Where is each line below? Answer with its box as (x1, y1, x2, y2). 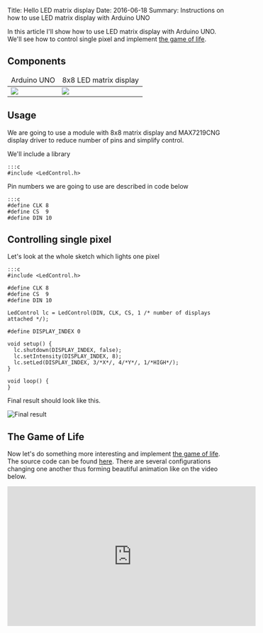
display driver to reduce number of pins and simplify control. (7, 136, 184, 144)
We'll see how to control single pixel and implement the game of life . (7, 35, 207, 43)
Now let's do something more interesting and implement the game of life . (7, 450, 221, 458)
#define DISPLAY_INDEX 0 (7, 328, 81, 336)
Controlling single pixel (7, 233, 112, 246)
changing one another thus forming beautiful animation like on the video (7, 465, 218, 473)
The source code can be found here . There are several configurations (7, 457, 211, 466)
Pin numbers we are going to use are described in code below (7, 182, 189, 190)
